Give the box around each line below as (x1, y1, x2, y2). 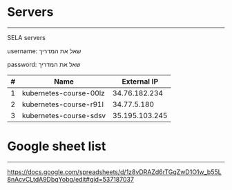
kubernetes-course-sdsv (21, 111, 106, 120)
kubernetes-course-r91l (21, 99, 104, 109)
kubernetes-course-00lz (21, 88, 105, 97)
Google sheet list (7, 139, 106, 154)
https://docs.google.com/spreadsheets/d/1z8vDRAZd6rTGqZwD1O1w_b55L (7, 167, 222, 176)
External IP (122, 77, 159, 86)
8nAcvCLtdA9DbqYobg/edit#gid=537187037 (7, 175, 135, 183)
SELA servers (7, 33, 46, 41)
